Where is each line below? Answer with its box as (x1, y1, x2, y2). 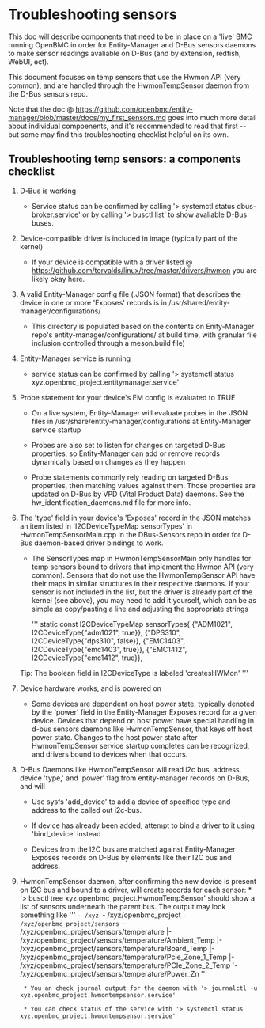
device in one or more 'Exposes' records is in (19, 298, 168, 307)
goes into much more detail (167, 112, 257, 122)
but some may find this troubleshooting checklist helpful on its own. (8, 129, 229, 139)
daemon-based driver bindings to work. (34, 538, 164, 548)
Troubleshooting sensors (8, 6, 178, 24)
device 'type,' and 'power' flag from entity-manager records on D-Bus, (19, 773, 251, 783)
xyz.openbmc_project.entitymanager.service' (31, 377, 180, 387)
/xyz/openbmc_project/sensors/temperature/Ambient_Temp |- (19, 935, 223, 945)
